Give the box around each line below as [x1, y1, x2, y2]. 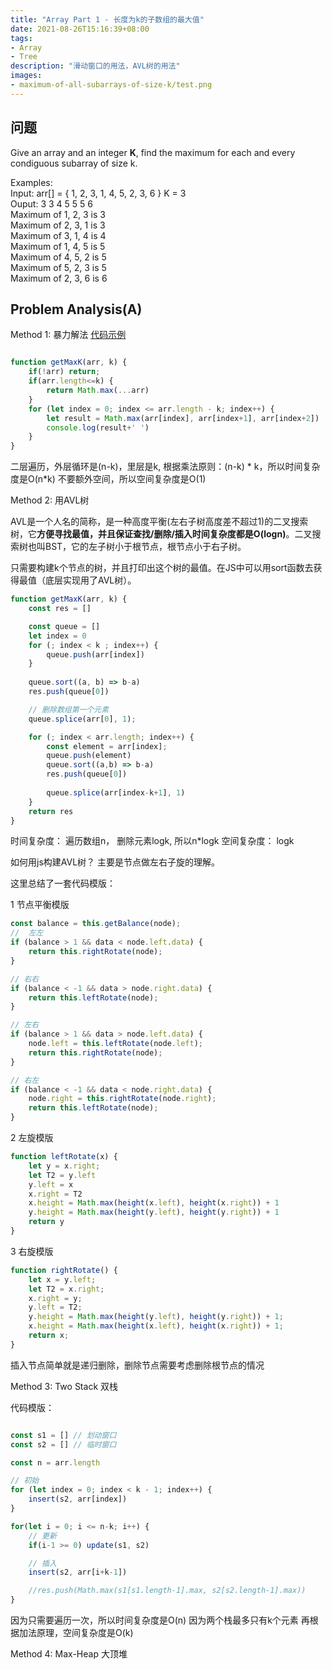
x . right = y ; [28, 1293, 83, 1303]
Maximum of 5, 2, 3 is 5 [10, 261, 107, 273]
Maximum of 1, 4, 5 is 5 [10, 240, 106, 252]
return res [28, 806, 74, 816]
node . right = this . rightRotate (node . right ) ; [28, 1094, 217, 1104]
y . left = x [28, 1179, 74, 1190]
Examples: [10, 176, 53, 188]
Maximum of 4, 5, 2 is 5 [10, 251, 107, 263]
